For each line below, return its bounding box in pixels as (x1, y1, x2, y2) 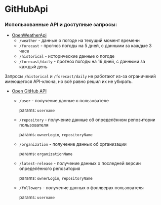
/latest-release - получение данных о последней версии (19, 161, 141, 166)
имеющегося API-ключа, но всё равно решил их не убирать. (4, 79, 133, 84)
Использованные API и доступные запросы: (4, 21, 117, 28)
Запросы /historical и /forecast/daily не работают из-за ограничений (4, 73, 156, 80)
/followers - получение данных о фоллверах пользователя (19, 185, 144, 191)
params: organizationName (19, 151, 73, 157)
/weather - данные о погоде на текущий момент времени (19, 38, 140, 43)
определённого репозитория (19, 165, 80, 171)
